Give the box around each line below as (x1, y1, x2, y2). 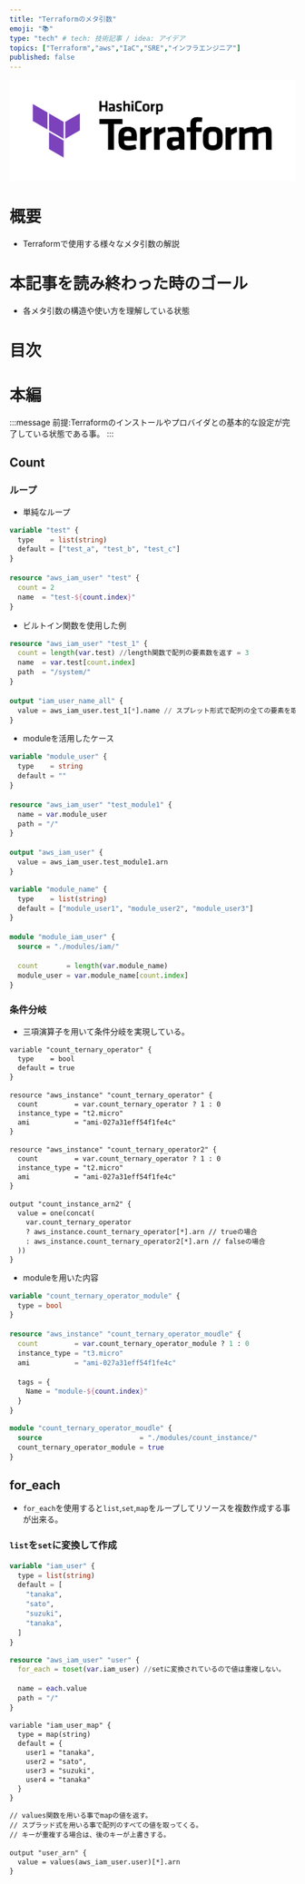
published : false (9, 53, 75, 63)
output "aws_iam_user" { (9, 849, 103, 858)
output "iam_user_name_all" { (9, 696, 124, 705)
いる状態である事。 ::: (33, 427, 114, 439)
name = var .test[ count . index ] (17, 658, 136, 667)
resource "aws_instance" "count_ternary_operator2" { (9, 1144, 218, 1154)
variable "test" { (9, 525, 79, 535)
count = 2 (17, 583, 54, 592)
